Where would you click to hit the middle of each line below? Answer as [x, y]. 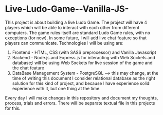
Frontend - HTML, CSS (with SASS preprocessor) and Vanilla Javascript [84, 52]
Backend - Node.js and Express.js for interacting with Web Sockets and [84, 57]
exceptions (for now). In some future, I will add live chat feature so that [76, 38]
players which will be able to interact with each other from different [72, 27]
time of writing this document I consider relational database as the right [84, 78]
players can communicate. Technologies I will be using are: [64, 43]
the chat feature [28, 68]
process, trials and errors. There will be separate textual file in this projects [80, 103]
